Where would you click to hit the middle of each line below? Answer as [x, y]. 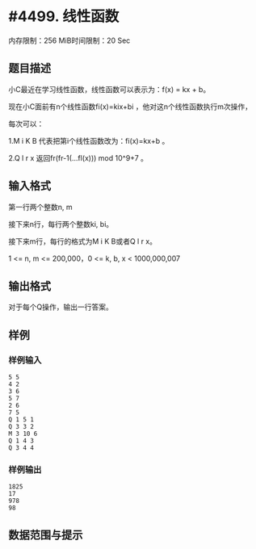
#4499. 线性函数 [64, 17]
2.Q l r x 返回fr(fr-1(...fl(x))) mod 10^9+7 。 [78, 157]
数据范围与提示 [46, 535]
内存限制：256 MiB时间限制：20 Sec [69, 40]
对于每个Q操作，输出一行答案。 [61, 307]
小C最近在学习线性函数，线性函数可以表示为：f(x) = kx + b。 [109, 89]
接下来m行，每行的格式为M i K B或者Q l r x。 [83, 241]
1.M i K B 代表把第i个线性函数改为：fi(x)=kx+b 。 [89, 140]
